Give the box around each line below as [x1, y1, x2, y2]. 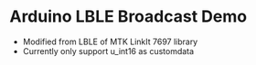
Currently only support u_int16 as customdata [22, 45, 195, 56]
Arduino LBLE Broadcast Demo [9, 6, 248, 27]
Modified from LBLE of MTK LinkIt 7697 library [22, 36, 198, 47]
